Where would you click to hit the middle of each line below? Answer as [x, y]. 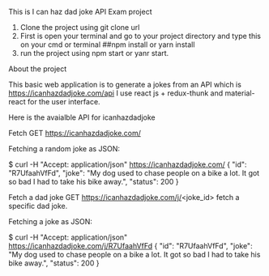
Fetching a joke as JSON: [51, 221]
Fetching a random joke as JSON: [64, 149]
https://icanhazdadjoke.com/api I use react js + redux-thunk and [116, 93]
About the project [38, 69]
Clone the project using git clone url [80, 27]
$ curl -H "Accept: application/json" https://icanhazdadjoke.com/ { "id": [128, 164]
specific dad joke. [38, 206]
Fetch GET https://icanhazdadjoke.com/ [75, 133]
